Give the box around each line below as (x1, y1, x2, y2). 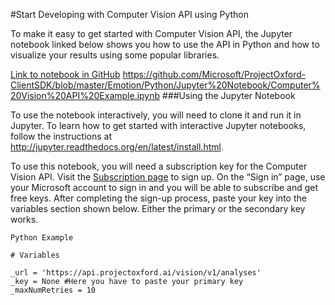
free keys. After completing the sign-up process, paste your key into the (10, 192, 307, 204)
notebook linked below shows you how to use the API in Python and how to (10, 39, 320, 50)
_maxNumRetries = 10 (10, 285, 97, 295)
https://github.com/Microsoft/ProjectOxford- (122, 69, 307, 80)
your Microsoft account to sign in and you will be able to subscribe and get (10, 182, 319, 193)
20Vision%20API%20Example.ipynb (10, 90, 161, 101)
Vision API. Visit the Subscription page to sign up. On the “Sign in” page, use (10, 171, 326, 183)
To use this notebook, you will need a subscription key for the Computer (10, 160, 308, 172)
